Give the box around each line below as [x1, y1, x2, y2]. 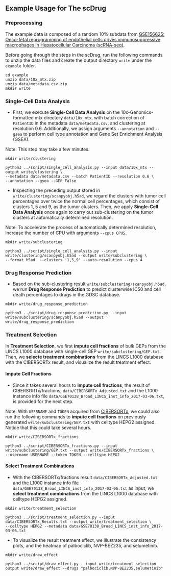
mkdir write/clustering [5, 156, 56, 161]
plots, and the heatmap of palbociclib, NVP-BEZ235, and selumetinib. [12, 542, 159, 548]
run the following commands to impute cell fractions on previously [5, 413, 146, 420]
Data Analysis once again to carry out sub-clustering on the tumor [12, 209, 154, 215]
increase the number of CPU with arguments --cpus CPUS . [5, 230, 127, 236]
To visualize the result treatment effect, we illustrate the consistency [12, 537, 157, 543]
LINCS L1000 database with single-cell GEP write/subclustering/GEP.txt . [5, 348, 161, 354]
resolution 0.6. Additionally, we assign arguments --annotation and [12, 125, 154, 132]
